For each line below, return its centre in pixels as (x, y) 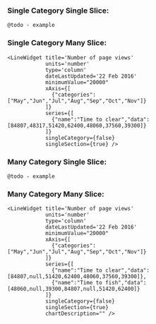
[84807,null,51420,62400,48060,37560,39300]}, (77, 277)
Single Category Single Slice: (58, 11)
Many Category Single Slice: (57, 162)
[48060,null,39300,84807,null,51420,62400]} (74, 289)
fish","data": (126, 283)
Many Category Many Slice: (56, 194)
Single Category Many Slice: (57, 43)
